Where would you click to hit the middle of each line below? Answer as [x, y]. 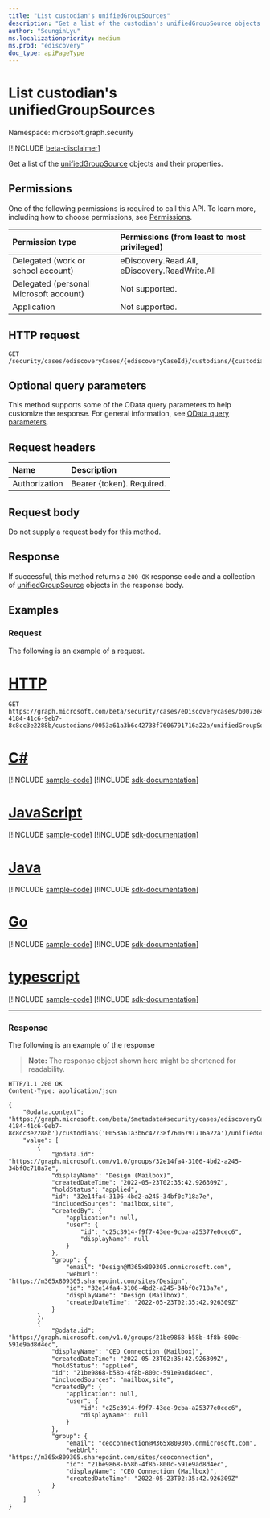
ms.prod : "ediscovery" [46, 46]
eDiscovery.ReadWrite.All [168, 271]
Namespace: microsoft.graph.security [71, 132]
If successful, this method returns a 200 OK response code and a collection [132, 576]
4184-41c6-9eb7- [35, 719]
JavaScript [45, 812]
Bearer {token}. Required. [119, 484]
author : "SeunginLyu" [45, 31]
